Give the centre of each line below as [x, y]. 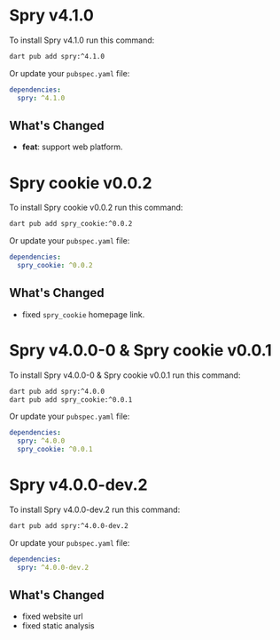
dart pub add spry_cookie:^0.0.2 [71, 224]
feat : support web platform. [72, 147]
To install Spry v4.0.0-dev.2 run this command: [95, 509]
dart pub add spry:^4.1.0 [57, 56]
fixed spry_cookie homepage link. [83, 314]
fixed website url [52, 616]
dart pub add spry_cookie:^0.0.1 [71, 400]
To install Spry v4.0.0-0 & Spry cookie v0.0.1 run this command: [125, 375]
